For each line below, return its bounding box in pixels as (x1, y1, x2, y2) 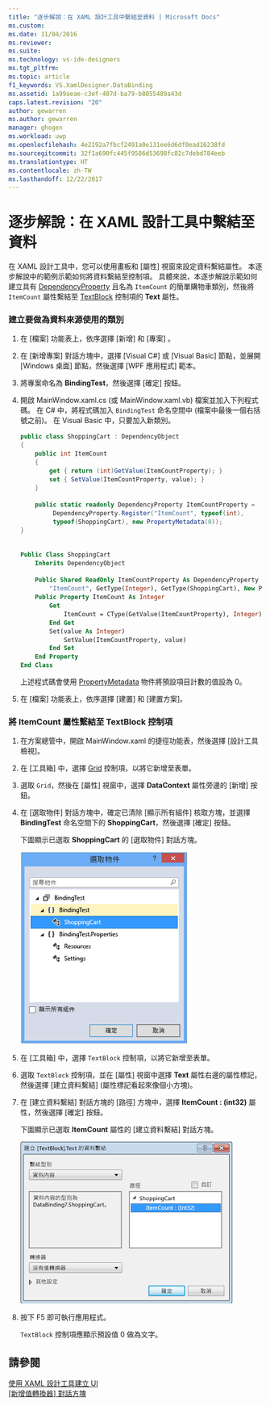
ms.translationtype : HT (8, 157, 89, 166)
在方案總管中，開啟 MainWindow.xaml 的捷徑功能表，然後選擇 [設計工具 (19, 736, 259, 746)
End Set (49, 644, 75, 653)
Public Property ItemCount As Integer (35, 594, 165, 602)
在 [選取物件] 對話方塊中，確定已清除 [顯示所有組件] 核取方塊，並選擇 (19, 808, 251, 817)
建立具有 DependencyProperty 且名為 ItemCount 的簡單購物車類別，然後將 (8, 282, 255, 292)
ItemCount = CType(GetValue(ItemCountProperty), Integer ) (63, 610, 263, 618)
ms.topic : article (8, 73, 70, 81)
